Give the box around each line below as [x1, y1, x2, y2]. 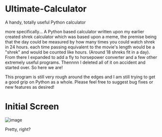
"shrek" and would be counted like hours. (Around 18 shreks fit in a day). [5, 49, 150, 55]
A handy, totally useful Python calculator [5, 19, 86, 25]
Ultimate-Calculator [5, 3, 87, 14]
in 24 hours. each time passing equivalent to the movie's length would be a [5, 44, 155, 50]
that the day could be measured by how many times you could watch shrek [5, 39, 155, 44]
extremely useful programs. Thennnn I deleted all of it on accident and [5, 59, 146, 65]
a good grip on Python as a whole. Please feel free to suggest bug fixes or [5, 79, 154, 85]
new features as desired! [5, 84, 55, 90]
